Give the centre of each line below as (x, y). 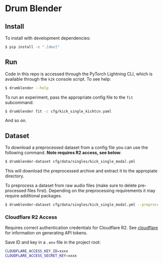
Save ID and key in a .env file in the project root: (53, 242)
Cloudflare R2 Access (31, 217)
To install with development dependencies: (48, 38)
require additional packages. (33, 196)
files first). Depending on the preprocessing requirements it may (91, 191)
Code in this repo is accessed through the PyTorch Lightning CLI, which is (79, 74)
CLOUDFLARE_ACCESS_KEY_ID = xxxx (37, 251)
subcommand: (19, 102)
